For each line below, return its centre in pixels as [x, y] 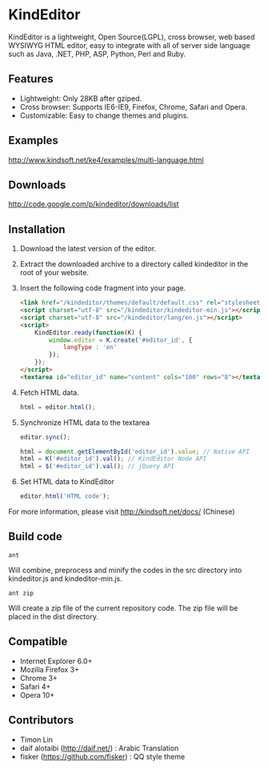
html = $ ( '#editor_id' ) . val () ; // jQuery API [97, 467]
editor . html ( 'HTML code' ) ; [65, 497]
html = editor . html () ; [58, 407]
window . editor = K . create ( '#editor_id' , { [121, 340]
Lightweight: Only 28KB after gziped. [81, 98]
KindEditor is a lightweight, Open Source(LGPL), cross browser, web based [132, 37]
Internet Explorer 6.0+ [56, 661]
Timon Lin [36, 739]
